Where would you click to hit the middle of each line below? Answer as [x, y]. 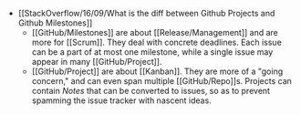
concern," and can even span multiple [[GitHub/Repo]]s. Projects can [161, 81]
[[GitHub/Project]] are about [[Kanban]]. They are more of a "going [157, 71]
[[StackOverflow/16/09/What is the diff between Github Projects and [146, 13]
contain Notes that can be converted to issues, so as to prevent [151, 91]
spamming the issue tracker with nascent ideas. [121, 100]
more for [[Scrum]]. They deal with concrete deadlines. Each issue [157, 42]
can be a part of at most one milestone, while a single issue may [152, 52]
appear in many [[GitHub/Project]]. [97, 62]
